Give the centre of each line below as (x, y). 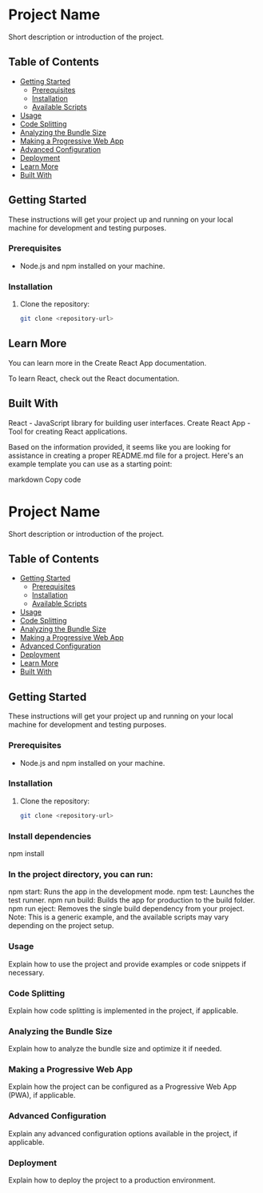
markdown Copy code (45, 479)
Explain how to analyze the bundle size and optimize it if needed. (115, 1049)
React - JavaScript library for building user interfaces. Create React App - (130, 422)
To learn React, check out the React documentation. (94, 378)
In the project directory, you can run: (81, 874)
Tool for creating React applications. (68, 431)
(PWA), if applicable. (42, 1095)
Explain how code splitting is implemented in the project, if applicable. (123, 1011)
